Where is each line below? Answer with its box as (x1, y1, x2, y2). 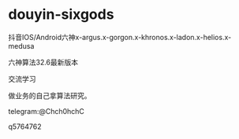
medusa (8, 41, 35, 50)
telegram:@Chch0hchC (8, 106, 85, 115)
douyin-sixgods (8, 5, 114, 24)
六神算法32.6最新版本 (8, 57, 79, 67)
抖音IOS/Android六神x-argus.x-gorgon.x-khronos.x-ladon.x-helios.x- (8, 32, 232, 42)
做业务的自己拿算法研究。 (8, 90, 91, 100)
